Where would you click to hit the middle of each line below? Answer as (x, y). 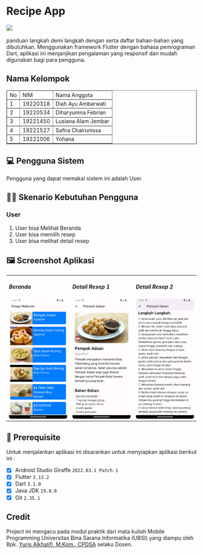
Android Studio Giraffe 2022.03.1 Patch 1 (66, 470)
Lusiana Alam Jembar (82, 121)
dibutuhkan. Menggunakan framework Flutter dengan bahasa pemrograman (101, 47)
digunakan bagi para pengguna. (46, 59)
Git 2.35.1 (27, 498)
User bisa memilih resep (45, 234)
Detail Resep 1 (91, 287)
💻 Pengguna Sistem (45, 161)
